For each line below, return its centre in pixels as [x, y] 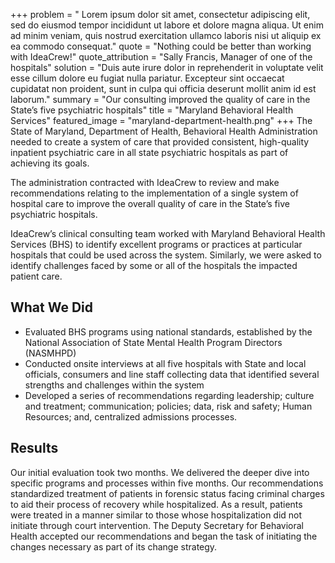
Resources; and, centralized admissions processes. [131, 416]
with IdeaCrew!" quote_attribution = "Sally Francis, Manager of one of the [161, 57]
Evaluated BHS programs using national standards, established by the [168, 331]
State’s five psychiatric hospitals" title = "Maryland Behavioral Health [152, 110]
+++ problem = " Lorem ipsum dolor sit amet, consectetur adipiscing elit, [160, 14]
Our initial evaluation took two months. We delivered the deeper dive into [160, 472]
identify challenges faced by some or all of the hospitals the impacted [154, 265]
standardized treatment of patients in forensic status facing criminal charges [167, 493]
